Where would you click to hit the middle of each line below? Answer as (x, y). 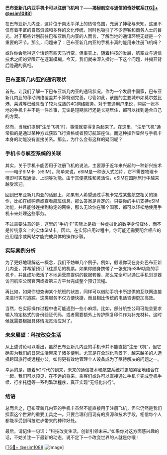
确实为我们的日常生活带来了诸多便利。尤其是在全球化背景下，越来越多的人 (81, 353)
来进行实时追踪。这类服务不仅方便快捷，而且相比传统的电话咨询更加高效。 (81, 298)
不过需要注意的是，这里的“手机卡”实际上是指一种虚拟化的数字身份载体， (79, 224)
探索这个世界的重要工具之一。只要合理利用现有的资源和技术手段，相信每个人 (83, 414)
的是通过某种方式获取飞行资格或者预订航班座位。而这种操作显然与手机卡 (88, 133)
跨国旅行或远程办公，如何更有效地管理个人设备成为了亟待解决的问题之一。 (85, 359)
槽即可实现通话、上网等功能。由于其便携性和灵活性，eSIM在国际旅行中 (78, 178)
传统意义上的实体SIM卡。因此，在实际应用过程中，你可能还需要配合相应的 (85, 230)
